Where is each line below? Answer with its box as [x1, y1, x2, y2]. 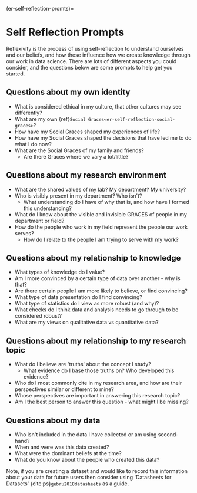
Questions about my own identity [6, 87, 131, 97]
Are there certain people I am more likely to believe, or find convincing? [14, 287, 188, 294]
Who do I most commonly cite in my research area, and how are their [14, 380, 182, 387]
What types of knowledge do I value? [14, 268, 105, 276]
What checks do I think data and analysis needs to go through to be [14, 306, 179, 313]
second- [158, 431, 179, 438]
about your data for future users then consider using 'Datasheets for [6, 474, 172, 481]
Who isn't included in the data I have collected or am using [14, 431, 157, 438]
